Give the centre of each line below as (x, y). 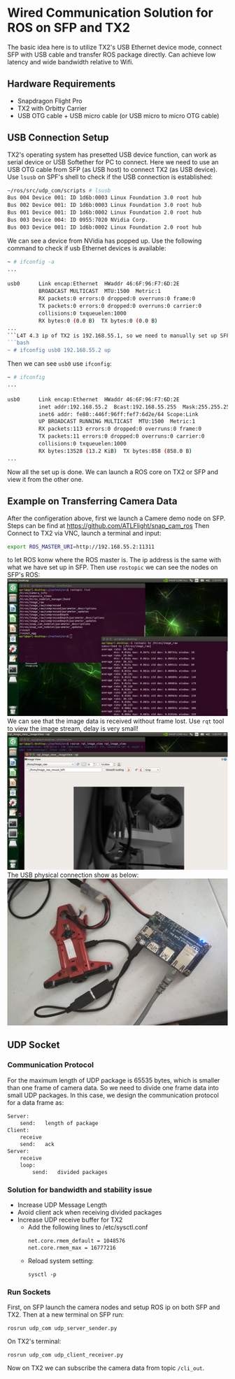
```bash (19, 343)
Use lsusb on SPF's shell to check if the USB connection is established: (110, 177)
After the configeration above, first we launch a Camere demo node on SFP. (116, 518)
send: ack (37, 1144)
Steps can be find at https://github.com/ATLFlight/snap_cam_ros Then (108, 525)
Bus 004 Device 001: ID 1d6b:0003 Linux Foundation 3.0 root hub (104, 198)
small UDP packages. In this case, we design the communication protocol (113, 1095)
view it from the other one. (45, 479)
